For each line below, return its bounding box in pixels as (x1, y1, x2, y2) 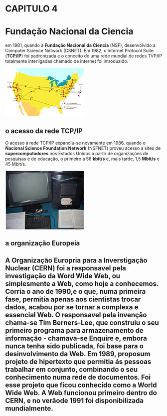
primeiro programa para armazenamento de (5, 326, 144, 335)
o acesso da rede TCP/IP (5, 127, 83, 135)
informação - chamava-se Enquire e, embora (5, 334, 147, 342)
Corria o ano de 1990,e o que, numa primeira (5, 287, 146, 296)
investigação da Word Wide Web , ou (5, 271, 121, 280)
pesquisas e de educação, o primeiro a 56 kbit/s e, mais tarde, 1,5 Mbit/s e (5, 156, 160, 162)
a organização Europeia (5, 239, 80, 247)
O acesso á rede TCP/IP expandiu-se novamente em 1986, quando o (5, 140, 146, 146)
